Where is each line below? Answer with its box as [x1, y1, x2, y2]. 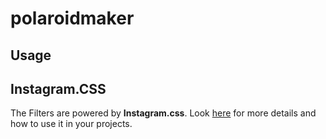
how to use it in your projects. [10, 118, 133, 130]
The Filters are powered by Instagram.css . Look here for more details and [10, 107, 317, 119]
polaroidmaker [10, 7, 135, 30]
